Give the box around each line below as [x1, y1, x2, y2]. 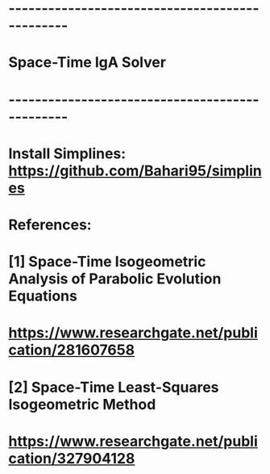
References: [8, 216, 92, 233]
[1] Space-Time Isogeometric [8, 253, 206, 271]
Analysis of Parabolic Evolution [8, 270, 222, 288]
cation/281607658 [8, 341, 135, 359]
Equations [8, 287, 78, 305]
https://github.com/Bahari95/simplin [8, 161, 262, 180]
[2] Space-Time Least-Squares [8, 378, 219, 396]
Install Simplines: [8, 145, 127, 162]
